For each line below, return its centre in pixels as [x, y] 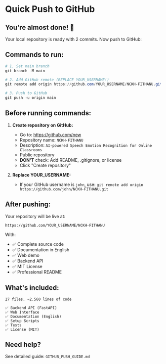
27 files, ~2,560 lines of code [38, 299]
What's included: [32, 288]
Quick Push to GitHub [50, 9]
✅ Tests [14, 325]
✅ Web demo [26, 255]
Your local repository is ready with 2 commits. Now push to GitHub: [74, 39]
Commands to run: [35, 55]
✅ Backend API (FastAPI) [31, 308]
